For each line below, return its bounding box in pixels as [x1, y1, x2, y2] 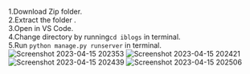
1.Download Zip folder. [8, 7, 83, 16]
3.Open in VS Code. [8, 24, 74, 33]
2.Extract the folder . [8, 15, 76, 25]
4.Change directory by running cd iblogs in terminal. [8, 32, 181, 41]
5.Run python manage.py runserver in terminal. [8, 41, 162, 50]
